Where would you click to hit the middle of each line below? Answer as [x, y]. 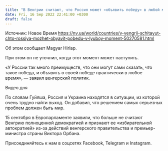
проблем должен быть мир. [35, 108]
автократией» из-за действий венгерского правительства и [69, 128]
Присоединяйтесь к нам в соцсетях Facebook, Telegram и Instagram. [78, 143]
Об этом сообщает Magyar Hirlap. [41, 48]
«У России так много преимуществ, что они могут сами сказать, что [79, 67]
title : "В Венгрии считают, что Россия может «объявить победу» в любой [82, 10]
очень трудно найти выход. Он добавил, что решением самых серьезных [84, 103]
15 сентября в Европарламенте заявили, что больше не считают [74, 118]
